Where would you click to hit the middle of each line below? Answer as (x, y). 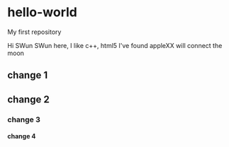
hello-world (43, 12)
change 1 (28, 75)
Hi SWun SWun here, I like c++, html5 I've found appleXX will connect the (115, 45)
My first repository (34, 32)
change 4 (22, 136)
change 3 (24, 119)
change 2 (28, 99)
